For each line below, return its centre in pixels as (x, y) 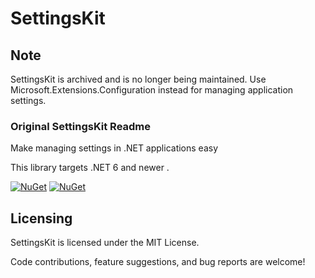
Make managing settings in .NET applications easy (114, 148)
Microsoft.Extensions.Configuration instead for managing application (152, 90)
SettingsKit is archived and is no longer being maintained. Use (138, 79)
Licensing (41, 218)
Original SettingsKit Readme (81, 126)
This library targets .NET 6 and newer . (90, 168)
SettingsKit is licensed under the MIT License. (105, 243)
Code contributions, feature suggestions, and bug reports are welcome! (158, 262)
